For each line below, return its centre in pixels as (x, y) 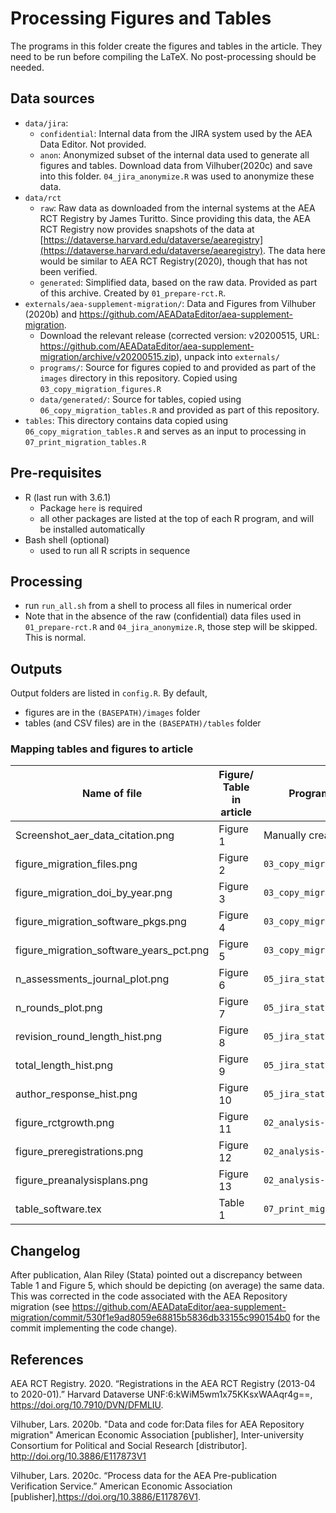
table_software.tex (58, 1209)
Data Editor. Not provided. (93, 144)
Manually (285, 835)
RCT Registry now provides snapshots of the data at (147, 229)
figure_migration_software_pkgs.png (101, 922)
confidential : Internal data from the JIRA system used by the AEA (176, 133)
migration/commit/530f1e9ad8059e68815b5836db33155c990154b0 (150, 1318)
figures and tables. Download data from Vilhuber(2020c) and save (176, 165)
